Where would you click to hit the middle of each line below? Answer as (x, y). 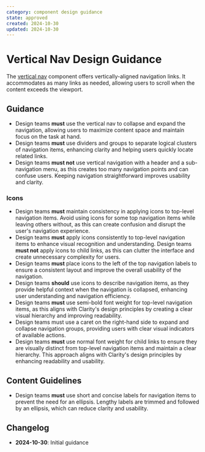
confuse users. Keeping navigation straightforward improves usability (103, 176)
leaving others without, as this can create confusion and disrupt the (100, 224)
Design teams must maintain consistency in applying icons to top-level (104, 212)
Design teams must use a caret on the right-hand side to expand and (102, 322)
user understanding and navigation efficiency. (73, 296)
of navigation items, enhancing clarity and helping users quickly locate (104, 150)
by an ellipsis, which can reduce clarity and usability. (82, 408)
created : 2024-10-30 (33, 23)
